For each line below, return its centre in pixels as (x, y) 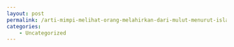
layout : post (25, 13)
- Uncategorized (43, 33)
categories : (24, 26)
